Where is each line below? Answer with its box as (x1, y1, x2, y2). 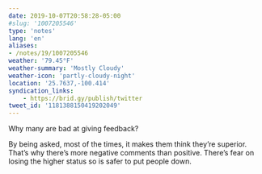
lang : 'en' (8, 34, 45, 43)
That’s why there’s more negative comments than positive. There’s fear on (8, 148, 255, 158)
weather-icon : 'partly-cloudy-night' (8, 72, 136, 80)
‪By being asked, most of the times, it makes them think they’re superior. (8, 139, 247, 149)
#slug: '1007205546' (8, 19, 78, 27)
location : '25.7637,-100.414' (8, 79, 111, 87)
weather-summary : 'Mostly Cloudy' (8, 64, 125, 72)
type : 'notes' (8, 27, 57, 35)
